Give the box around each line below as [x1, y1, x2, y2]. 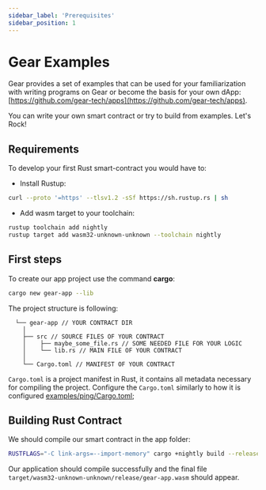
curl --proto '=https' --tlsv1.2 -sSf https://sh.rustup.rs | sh [8, 194, 228, 202]
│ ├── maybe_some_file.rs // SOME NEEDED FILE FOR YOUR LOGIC [22, 339, 243, 348]
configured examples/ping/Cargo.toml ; [8, 390, 135, 400]
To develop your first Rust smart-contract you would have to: [8, 164, 207, 173]
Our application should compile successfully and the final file [8, 464, 207, 474]
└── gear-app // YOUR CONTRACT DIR [15, 318, 133, 326]
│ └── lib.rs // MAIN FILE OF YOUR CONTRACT [22, 346, 182, 354]
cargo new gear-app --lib [8, 289, 93, 297]
